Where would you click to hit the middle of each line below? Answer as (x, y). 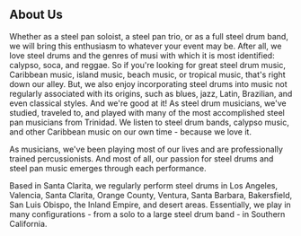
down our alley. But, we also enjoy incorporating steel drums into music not (148, 83)
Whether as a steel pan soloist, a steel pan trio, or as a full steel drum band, (149, 36)
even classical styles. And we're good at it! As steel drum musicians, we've (148, 103)
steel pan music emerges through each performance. (108, 168)
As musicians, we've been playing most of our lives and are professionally (146, 149)
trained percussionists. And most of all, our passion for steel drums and (142, 158)
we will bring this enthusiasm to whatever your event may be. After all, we (146, 46)
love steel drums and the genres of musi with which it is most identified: (142, 55)
